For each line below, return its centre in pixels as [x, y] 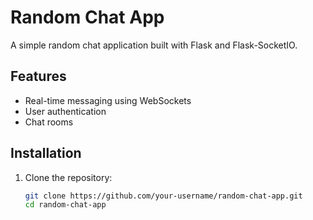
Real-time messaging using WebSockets [108, 100]
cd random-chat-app [65, 205]
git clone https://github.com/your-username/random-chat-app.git [163, 196]
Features [38, 76]
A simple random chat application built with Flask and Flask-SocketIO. [154, 45]
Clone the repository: [68, 177]
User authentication [65, 111]
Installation [46, 153]
